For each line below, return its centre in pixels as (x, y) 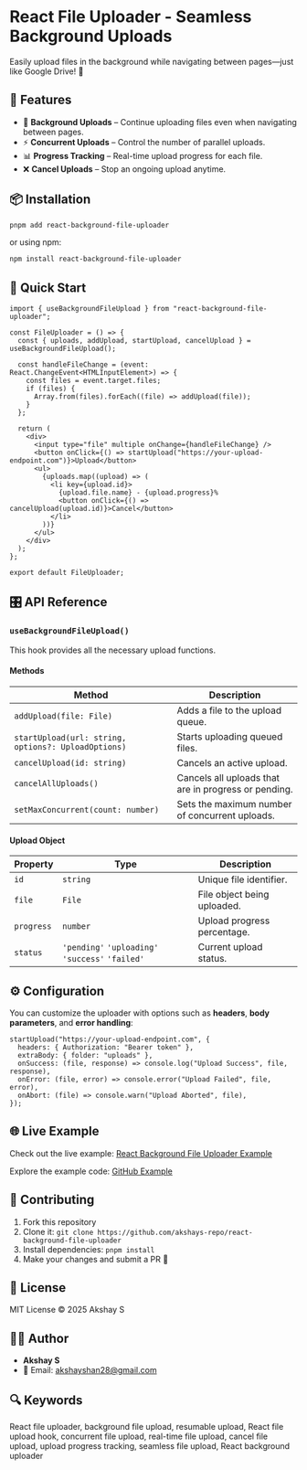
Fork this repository (59, 1221)
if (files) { (51, 389)
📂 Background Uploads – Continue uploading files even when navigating (159, 122)
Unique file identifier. (243, 879)
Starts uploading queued (230, 737)
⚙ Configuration (57, 991)
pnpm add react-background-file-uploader (90, 225)
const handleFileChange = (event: (83, 365)
